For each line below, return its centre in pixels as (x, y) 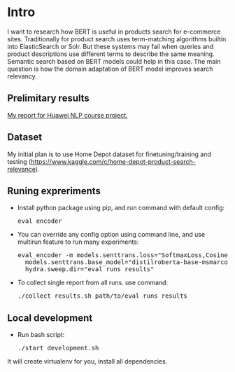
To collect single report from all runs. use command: (93, 283)
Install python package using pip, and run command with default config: (121, 208)
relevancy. (22, 76)
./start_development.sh (58, 348)
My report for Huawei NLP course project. (67, 115)
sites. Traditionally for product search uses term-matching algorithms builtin (117, 39)
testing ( (19, 161)
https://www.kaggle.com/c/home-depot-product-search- (113, 161)
